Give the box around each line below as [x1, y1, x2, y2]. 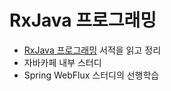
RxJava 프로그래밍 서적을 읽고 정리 [23, 44, 162, 56]
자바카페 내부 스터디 [23, 56, 102, 68]
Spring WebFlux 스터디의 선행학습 [23, 69, 160, 81]
